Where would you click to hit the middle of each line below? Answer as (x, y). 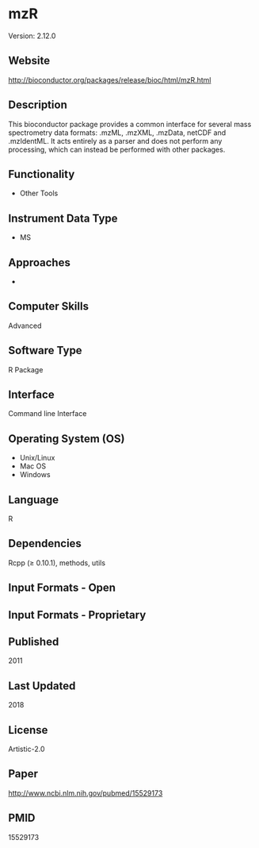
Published (34, 642)
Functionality (42, 174)
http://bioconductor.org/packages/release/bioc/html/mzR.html (110, 79)
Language (34, 500)
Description (38, 105)
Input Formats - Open (62, 588)
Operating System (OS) (67, 439)
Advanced (25, 326)
